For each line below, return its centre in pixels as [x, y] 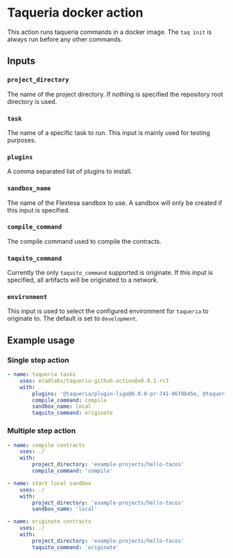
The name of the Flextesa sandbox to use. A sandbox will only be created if [115, 203]
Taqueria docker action [75, 13]
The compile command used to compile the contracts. [84, 241]
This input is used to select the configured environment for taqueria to [108, 311]
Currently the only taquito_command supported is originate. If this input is [110, 273]
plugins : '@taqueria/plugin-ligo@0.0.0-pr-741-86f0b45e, [116, 394]
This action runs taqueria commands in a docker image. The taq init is [110, 32]
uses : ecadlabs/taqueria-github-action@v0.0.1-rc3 [94, 381]
